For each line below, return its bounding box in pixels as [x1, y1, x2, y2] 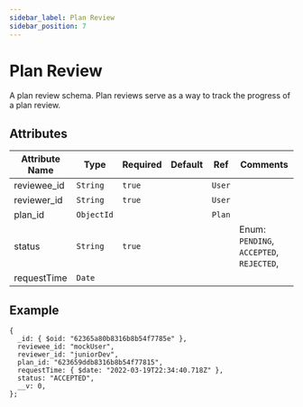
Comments [240, 159, 289, 171]
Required [122, 159, 162, 171]
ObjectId [76, 209, 115, 220]
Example [9, 302, 60, 318]
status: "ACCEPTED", [17, 374, 95, 384]
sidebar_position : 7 [9, 22, 87, 31]
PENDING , [238, 235, 275, 247]
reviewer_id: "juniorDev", [17, 350, 119, 359]
